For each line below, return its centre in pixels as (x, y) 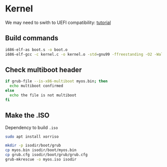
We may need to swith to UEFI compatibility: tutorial (58, 22)
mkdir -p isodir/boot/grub (33, 146)
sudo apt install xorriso (32, 137)
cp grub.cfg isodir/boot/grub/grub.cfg (46, 155)
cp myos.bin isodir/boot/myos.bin (41, 150)
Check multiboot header (43, 70)
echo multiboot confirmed (37, 86)
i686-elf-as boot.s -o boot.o (37, 50)
